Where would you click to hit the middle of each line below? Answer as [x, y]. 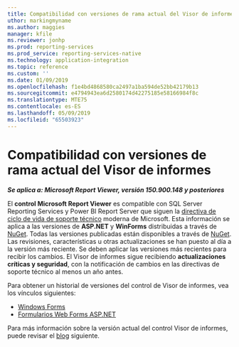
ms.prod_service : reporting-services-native [74, 54]
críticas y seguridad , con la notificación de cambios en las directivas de [113, 264]
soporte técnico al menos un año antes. [65, 272]
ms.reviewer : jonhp [36, 41]
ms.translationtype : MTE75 [47, 100]
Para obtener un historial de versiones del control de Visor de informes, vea [118, 285]
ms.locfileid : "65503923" [46, 119]
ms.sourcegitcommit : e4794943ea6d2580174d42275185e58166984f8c [103, 93]
